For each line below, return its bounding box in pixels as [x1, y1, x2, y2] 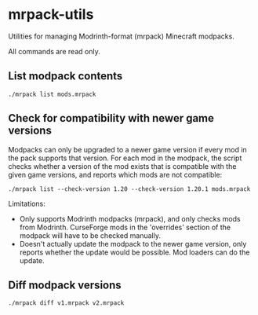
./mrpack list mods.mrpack [8, 90, 96, 98]
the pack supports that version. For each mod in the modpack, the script [8, 153, 242, 163]
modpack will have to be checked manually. [19, 230, 162, 240]
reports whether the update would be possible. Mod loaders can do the [19, 247, 250, 257]
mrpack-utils [8, 5, 94, 24]
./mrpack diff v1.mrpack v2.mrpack [8, 299, 125, 307]
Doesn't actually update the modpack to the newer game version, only [19, 239, 247, 248]
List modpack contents [8, 69, 123, 83]
